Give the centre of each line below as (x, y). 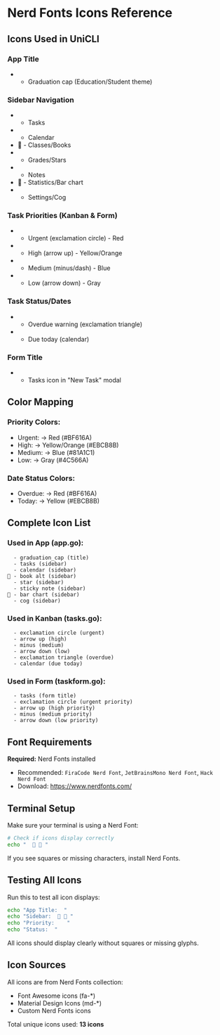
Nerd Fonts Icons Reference (90, 13)
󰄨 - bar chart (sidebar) (43, 594)
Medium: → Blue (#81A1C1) (56, 452)
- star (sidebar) (39, 582)
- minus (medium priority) (53, 714)
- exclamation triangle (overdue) (64, 658)
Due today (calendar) (59, 339)
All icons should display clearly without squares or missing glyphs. (103, 943)
